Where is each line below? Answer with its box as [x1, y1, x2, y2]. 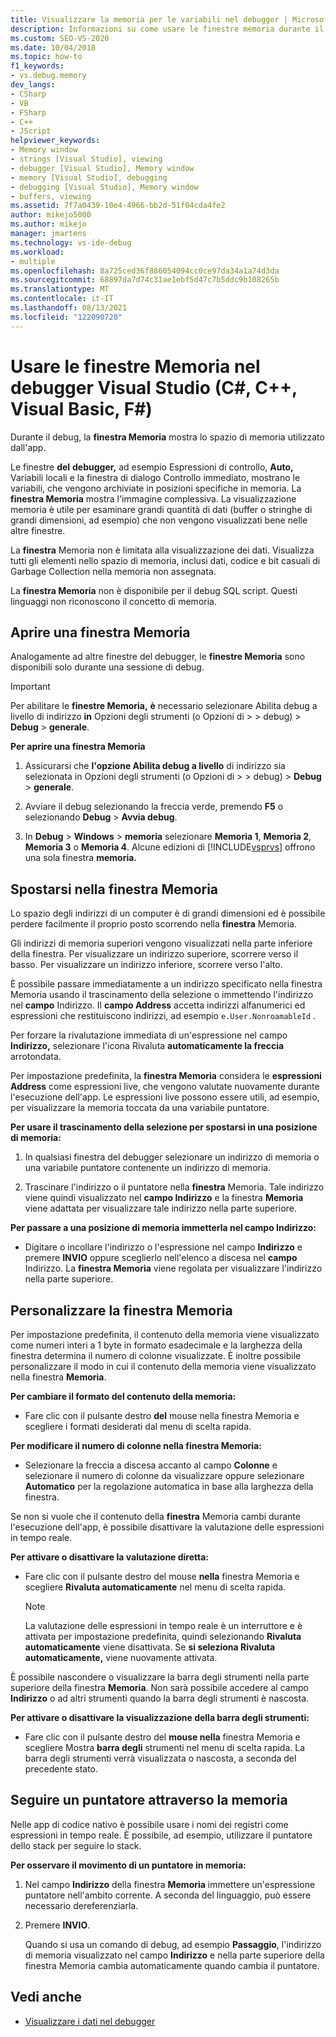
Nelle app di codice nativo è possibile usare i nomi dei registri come [10, 1818, 289, 1830]
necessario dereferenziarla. [24, 1899, 139, 1911]
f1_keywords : [10, 61, 65, 71]
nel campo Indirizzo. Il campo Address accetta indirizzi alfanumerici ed [10, 999, 306, 1011]
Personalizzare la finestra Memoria [10, 1302, 233, 1319]
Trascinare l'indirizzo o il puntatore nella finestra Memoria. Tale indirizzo [24, 1181, 325, 1193]
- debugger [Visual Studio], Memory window [10, 163, 195, 173]
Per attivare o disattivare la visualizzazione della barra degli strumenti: [10, 1712, 310, 1723]
